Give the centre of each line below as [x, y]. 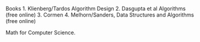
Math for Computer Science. [41, 33]
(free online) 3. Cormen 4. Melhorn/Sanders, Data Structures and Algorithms [100, 15]
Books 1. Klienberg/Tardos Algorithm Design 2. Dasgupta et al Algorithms [96, 9]
